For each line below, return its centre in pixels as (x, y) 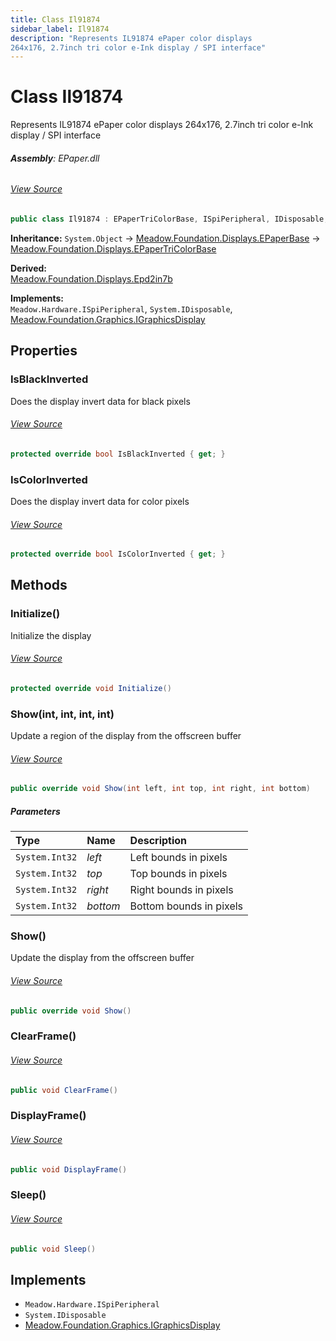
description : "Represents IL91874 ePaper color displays (131, 38)
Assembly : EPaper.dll (55, 158)
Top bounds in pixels (178, 874)
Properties (44, 351)
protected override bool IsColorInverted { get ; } (118, 554)
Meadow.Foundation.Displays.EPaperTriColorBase (113, 248)
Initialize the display (51, 635)
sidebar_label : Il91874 (60, 29)
